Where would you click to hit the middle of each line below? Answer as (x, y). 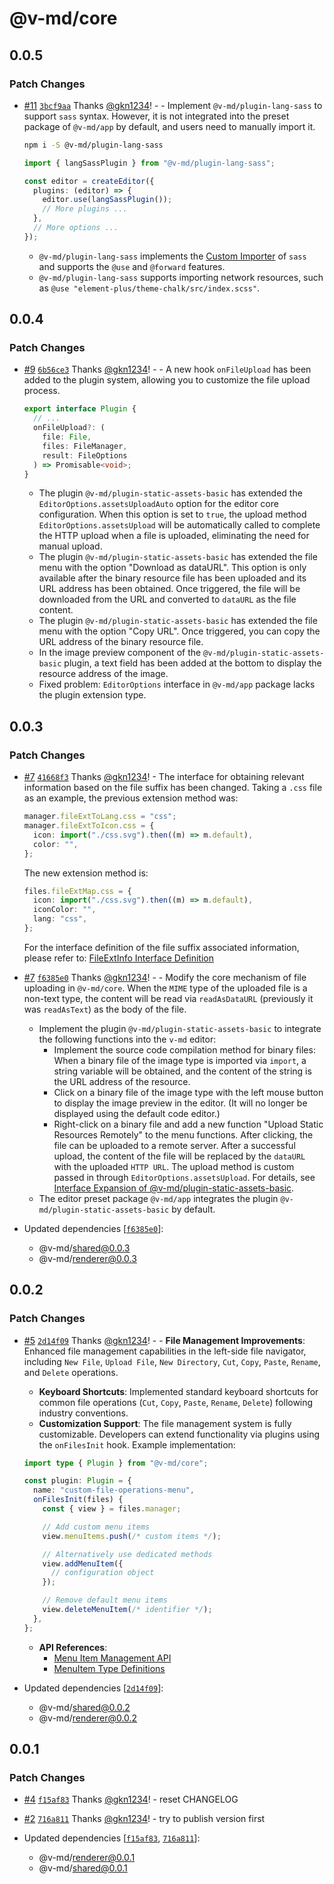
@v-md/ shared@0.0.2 (84, 1707)
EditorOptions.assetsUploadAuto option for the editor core (158, 504)
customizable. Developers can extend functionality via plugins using (179, 1434)
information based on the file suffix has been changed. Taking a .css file (173, 788)
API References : (73, 1647)
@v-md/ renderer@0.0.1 (87, 1858)
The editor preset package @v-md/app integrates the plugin (158, 1198)
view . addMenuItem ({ (83, 1563)
